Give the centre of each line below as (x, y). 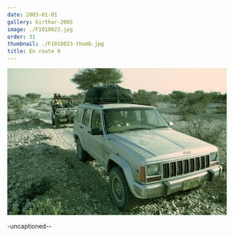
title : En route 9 (34, 51)
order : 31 (22, 37)
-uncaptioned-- (30, 226)
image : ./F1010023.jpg (40, 29)
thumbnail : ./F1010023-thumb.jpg (56, 44)
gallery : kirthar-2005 (40, 22)
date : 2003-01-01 (32, 15)
